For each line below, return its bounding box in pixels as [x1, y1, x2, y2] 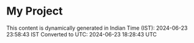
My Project [6, 4, 63, 18]
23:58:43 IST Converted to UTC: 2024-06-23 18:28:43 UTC [6, 30, 157, 38]
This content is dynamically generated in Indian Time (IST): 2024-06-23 [6, 24, 188, 31]
